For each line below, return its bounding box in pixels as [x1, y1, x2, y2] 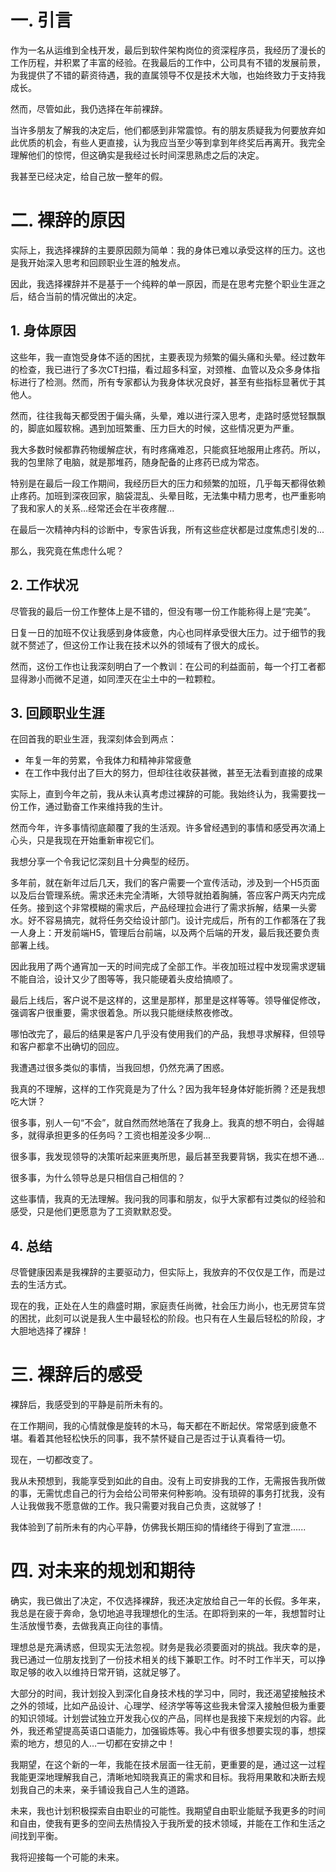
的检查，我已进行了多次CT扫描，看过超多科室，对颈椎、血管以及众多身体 [10, 363, 312, 375]
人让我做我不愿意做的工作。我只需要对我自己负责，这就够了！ [10, 1500, 265, 1512]
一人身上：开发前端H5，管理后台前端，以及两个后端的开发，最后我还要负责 [10, 927, 320, 939]
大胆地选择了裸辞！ [10, 1325, 90, 1337]
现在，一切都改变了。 [10, 1454, 98, 1466]
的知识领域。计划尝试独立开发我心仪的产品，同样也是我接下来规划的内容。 [10, 1712, 317, 1724]
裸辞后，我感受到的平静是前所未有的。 [10, 1399, 168, 1411]
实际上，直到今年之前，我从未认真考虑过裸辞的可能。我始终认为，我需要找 [10, 788, 317, 800]
